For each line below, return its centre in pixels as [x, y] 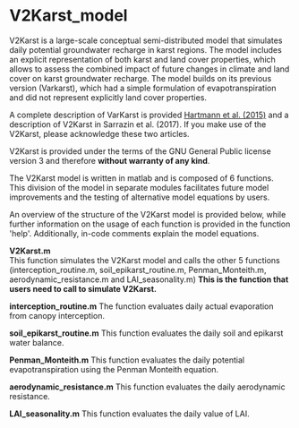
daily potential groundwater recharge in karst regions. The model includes [145, 49]
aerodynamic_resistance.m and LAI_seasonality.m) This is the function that [149, 279]
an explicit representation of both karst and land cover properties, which [142, 59]
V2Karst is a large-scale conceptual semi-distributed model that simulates [146, 40]
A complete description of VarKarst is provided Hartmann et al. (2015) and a [149, 115]
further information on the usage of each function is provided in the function [150, 224]
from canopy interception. [57, 315]
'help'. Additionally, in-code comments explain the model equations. [134, 233]
